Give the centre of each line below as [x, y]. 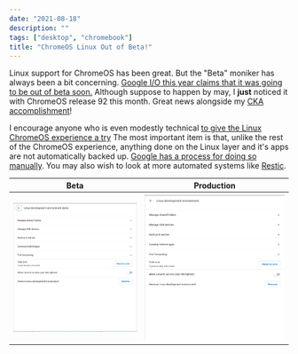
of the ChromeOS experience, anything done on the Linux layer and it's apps [149, 147]
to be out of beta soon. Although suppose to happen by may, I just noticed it [149, 92]
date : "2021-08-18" [45, 19]
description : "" [39, 28]
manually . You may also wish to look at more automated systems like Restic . [148, 166]
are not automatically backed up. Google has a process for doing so [133, 156]
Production [215, 185]
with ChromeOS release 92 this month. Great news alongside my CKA [137, 101]
